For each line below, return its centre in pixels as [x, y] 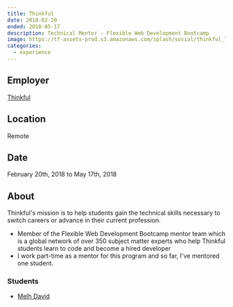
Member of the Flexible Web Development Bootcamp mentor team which [121, 234]
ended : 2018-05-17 [34, 26]
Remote [18, 135]
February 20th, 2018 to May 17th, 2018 [62, 174]
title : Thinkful [31, 14]
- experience [32, 53]
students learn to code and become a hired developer [94, 249]
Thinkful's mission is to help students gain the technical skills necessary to [114, 213]
